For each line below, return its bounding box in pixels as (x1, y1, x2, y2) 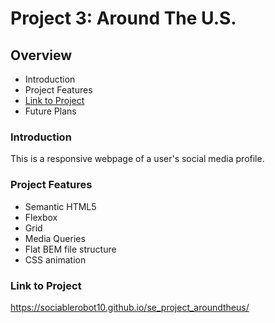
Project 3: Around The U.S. (10, 7, 237, 30)
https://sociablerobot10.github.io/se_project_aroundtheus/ (10, 301, 250, 313)
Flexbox (24, 211, 58, 223)
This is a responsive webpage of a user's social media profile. (10, 153, 265, 165)
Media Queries (24, 232, 86, 244)
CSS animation (24, 253, 87, 266)
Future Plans (24, 105, 77, 117)
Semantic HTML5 (24, 200, 97, 212)
